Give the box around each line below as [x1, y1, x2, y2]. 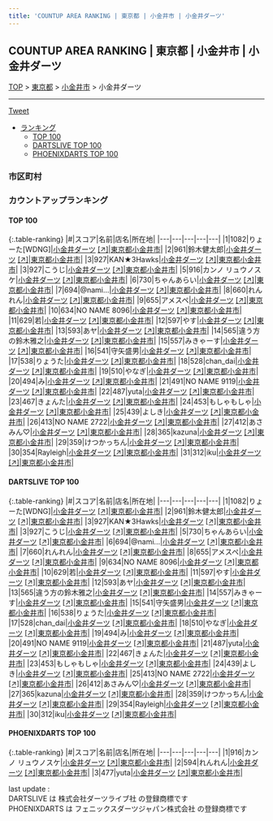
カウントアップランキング [8, 195, 108, 206]
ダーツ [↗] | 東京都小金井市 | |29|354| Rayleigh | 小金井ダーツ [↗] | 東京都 [15, 699, 245, 709]
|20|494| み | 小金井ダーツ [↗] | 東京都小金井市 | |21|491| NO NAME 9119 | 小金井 [8, 377, 260, 387]
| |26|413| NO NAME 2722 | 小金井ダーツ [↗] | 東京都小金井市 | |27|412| [23, 417, 249, 427]
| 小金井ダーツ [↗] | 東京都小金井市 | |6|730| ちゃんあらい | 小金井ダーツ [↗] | [15, 275, 258, 285]
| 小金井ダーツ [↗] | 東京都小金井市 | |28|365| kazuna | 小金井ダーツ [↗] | [29, 427, 258, 437]
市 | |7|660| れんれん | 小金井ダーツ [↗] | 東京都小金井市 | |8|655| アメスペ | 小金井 [8, 547, 263, 556]
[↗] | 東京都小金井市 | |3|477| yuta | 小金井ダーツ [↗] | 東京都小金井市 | [24, 767, 244, 777]
